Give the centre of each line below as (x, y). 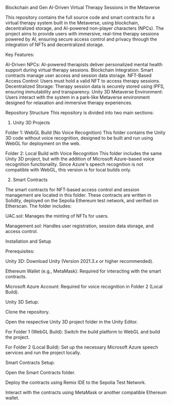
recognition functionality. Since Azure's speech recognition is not (74, 164)
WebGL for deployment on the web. (43, 143)
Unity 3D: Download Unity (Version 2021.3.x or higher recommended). (80, 261)
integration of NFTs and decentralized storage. (55, 45)
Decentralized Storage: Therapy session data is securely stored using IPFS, (85, 86)
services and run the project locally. (43, 353)
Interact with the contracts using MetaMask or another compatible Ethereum (86, 392)
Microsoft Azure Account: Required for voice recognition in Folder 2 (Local (84, 286)
